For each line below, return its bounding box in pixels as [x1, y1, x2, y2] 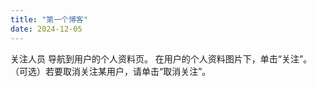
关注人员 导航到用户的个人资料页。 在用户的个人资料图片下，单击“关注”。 [10, 52, 313, 65]
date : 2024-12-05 [10, 24, 83, 34]
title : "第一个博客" [10, 14, 88, 25]
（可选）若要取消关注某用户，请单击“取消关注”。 [10, 65, 212, 77]
